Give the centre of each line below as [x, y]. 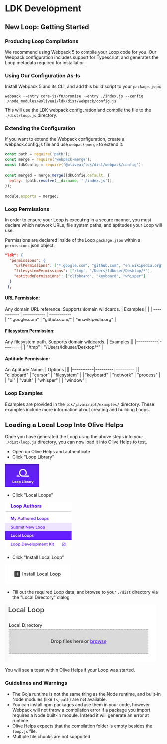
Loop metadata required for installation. [45, 62]
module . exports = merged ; [32, 196]
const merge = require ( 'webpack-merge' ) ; [49, 160]
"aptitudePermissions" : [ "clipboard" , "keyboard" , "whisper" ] [80, 276]
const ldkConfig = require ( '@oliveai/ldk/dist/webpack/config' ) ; [74, 165]
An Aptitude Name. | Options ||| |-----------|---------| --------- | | [72, 370]
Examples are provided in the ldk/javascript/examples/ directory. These [80, 404]
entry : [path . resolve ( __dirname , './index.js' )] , [62, 180]
